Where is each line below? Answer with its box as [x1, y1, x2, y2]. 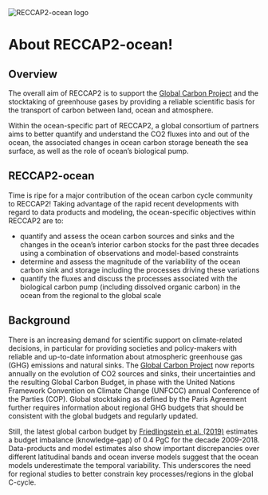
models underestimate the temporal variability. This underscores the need [8, 460, 251, 469]
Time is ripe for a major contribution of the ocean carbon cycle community [8, 191, 254, 200]
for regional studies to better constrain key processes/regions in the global [8, 469, 254, 478]
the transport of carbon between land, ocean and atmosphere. [8, 105, 214, 115]
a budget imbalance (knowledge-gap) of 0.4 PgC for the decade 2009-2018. [8, 434, 260, 445]
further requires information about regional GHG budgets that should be [8, 403, 245, 412]
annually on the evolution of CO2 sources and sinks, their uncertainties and [8, 368, 256, 378]
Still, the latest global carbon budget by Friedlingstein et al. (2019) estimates [8, 426, 258, 436]
